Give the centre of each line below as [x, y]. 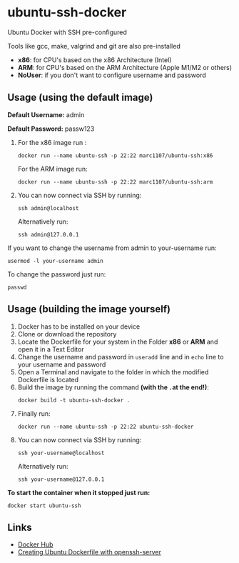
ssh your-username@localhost [61, 453]
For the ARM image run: [52, 169]
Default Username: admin [46, 114]
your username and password [62, 364]
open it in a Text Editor [51, 349]
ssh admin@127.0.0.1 [48, 234]
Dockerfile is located [48, 379]
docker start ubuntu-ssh [44, 505]
